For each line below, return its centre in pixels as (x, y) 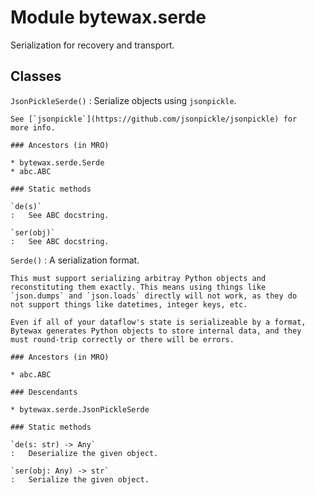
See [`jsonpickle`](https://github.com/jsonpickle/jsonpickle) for (154, 119)
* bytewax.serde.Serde (57, 162)
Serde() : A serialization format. (75, 260)
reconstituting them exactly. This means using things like (138, 287)
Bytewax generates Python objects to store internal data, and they (156, 331)
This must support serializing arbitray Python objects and (138, 278)
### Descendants (44, 392)
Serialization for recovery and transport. (92, 45)
